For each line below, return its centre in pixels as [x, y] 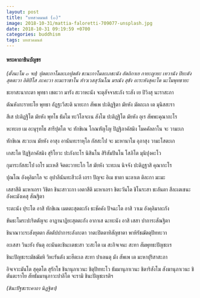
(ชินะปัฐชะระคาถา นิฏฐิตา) [32, 288]
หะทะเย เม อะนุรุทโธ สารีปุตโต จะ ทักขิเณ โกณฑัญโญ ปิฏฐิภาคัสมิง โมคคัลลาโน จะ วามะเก [95, 129]
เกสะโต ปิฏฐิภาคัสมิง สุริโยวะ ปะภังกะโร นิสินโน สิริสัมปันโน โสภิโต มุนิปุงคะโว [84, 153]
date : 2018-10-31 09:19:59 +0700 [48, 29]
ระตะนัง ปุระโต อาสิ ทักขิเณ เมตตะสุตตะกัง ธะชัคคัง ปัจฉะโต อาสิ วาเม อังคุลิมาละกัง [88, 208]
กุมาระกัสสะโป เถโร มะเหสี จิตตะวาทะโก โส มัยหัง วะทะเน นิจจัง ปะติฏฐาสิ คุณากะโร [89, 165]
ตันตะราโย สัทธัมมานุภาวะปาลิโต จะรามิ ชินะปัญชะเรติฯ [60, 276]
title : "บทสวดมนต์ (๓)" [34, 18]
